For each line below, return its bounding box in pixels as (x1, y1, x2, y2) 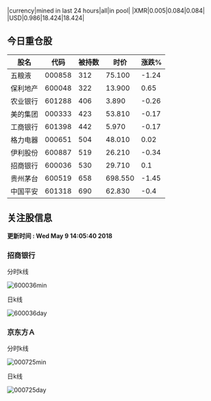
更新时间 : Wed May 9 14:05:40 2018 (7, 231, 113, 240)
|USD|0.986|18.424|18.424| (7, 14, 85, 22)
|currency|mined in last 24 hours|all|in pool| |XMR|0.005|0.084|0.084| (7, 7, 206, 14)
